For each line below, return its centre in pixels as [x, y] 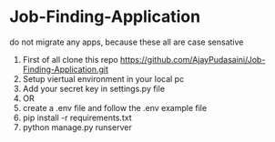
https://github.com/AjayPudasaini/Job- [193, 59]
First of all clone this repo [70, 59]
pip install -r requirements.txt [77, 117]
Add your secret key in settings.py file [94, 88]
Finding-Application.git [66, 69]
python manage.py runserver [77, 127]
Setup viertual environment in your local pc [103, 78]
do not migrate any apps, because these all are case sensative [127, 42]
